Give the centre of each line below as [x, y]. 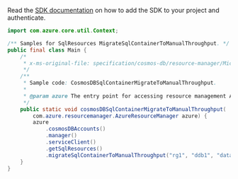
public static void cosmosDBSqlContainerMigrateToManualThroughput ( [123, 109]
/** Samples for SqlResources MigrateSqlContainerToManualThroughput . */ [119, 43]
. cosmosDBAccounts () [75, 129]
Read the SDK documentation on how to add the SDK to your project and [113, 10]
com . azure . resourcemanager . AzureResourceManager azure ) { [120, 116]
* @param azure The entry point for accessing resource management [125, 96]
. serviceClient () [71, 142]
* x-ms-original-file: [57, 63]
